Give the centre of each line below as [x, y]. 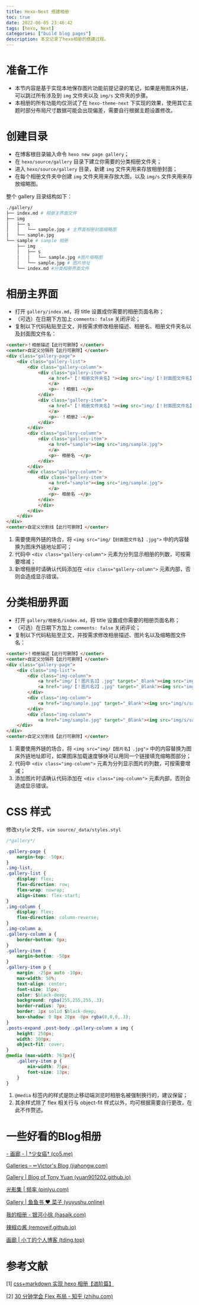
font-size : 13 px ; [49, 1072]
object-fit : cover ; [41, 1045]
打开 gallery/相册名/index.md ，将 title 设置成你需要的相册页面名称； [97, 620]
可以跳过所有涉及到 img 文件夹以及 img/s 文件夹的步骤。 [83, 95]
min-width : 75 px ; [49, 1066]
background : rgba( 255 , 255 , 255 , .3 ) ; [61, 1000]
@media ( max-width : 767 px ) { [41, 1056]
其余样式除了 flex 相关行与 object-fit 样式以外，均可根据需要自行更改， [101, 1103]
